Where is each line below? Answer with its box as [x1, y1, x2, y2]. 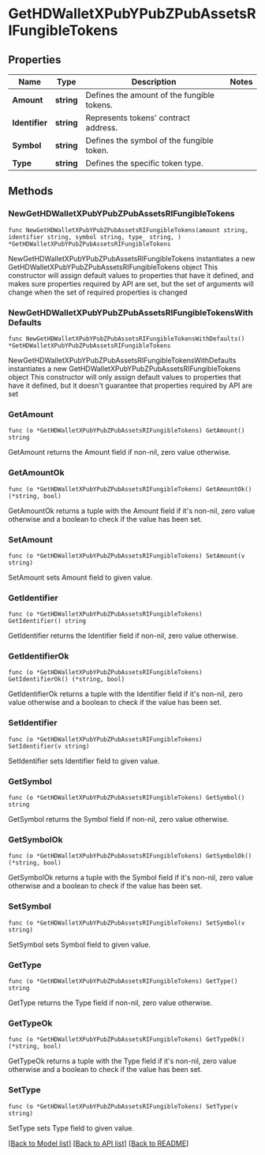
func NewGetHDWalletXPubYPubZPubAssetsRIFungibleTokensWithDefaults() [8, 335, 245, 343]
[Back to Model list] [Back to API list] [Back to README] [8, 1138, 189, 1148]
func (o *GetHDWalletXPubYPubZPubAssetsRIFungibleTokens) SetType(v [8, 1102, 238, 1110]
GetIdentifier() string [8, 617, 87, 625]
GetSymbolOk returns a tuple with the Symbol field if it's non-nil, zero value [8, 873, 254, 883]
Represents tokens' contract [85, 112, 191, 123]
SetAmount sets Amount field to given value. [8, 572, 153, 582]
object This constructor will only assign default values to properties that [8, 372, 242, 381]
